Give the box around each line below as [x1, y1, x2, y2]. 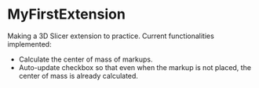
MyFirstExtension [7, 5, 126, 23]
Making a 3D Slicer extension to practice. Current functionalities [7, 31, 215, 40]
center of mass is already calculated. [18, 71, 139, 80]
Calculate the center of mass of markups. [18, 55, 153, 64]
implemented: [7, 39, 52, 48]
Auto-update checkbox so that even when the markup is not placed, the [18, 62, 252, 72]
